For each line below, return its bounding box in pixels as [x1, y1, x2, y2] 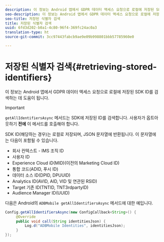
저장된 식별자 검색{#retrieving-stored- [5, 62, 157, 72]
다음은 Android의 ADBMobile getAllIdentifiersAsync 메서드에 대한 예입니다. [5, 200, 154, 206]
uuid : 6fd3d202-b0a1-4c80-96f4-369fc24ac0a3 [5, 25, 97, 30]
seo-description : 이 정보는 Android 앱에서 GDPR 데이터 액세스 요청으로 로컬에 [5, 12, 151, 17]
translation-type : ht [5, 30, 49, 35]
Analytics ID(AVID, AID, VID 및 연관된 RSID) [12, 178, 98, 184]
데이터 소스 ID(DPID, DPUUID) [12, 172, 71, 178]
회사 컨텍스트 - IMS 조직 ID [12, 148, 64, 154]
